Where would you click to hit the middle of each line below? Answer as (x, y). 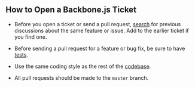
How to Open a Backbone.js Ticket (71, 10)
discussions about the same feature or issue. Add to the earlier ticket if (101, 30)
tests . (21, 55)
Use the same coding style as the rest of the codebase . (83, 66)
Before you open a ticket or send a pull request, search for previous (97, 24)
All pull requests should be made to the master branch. (81, 77)
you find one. (31, 37)
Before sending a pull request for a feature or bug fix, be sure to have (100, 48)
